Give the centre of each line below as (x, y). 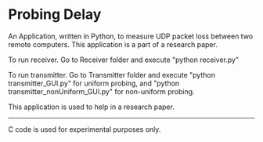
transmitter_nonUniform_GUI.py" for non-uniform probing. (101, 91)
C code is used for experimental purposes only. (85, 129)
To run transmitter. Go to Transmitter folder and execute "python (112, 75)
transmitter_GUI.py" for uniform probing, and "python (94, 83)
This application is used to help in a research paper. (91, 107)
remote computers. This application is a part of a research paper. (113, 44)
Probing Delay (55, 15)
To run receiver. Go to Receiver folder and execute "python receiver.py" (124, 60)
